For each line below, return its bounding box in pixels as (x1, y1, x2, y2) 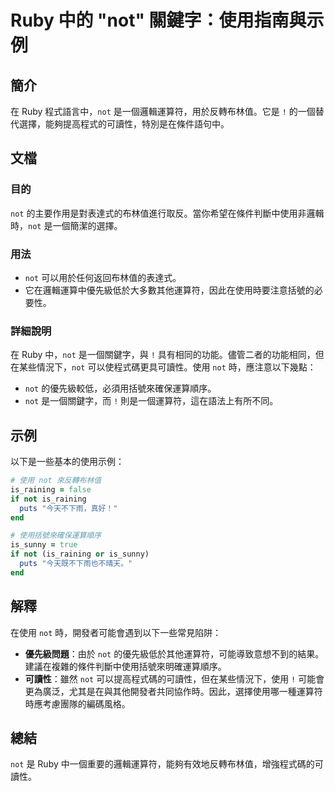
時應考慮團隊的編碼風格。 (24, 697, 131, 710)
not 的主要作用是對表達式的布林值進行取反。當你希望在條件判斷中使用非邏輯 (10, 207, 325, 219)
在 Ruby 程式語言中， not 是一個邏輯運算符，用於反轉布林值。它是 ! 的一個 (10, 106, 316, 117)
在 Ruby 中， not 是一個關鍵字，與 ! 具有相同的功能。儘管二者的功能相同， (10, 349, 316, 361)
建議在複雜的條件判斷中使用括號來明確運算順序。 (24, 660, 227, 672)
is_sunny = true (10, 540, 78, 550)
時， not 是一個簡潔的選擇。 (10, 219, 123, 231)
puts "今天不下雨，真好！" (19, 503, 118, 513)
